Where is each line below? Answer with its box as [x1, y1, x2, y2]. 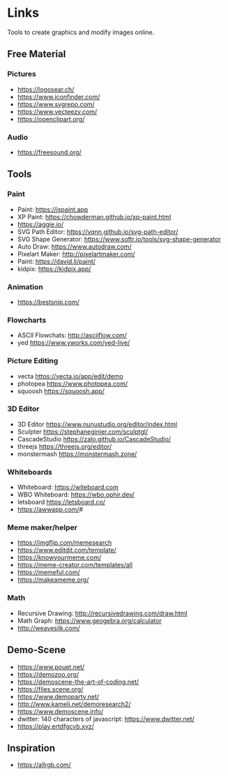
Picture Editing [7, 356, 59, 366]
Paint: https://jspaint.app [17, 205, 89, 214]
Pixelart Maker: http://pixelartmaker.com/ [17, 249, 135, 258]
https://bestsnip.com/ [17, 298, 80, 306]
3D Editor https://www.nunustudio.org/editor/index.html [17, 420, 178, 428]
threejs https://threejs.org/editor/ [17, 442, 112, 451]
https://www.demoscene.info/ [17, 707, 103, 715]
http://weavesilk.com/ [17, 624, 80, 632]
